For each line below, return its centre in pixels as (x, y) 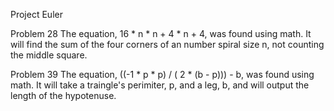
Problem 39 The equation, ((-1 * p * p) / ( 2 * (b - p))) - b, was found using (162, 74)
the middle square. (49, 55)
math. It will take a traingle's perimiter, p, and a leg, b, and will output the (160, 85)
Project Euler (36, 14)
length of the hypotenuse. (63, 95)
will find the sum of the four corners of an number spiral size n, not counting (167, 44)
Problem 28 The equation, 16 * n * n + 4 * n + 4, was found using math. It (161, 33)
